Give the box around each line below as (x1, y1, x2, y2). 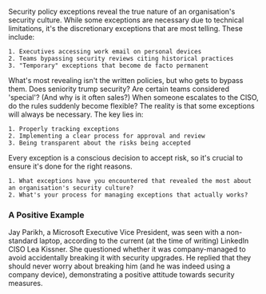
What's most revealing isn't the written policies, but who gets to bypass (8, 76, 244, 85)
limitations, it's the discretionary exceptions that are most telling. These (8, 24, 244, 33)
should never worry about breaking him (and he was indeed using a (8, 261, 231, 271)
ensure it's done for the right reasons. (8, 161, 133, 171)
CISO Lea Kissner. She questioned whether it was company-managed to (8, 244, 246, 254)
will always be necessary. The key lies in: (8, 109, 144, 119)
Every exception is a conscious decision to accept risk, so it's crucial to (8, 153, 244, 162)
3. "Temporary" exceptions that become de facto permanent (8, 62, 209, 70)
